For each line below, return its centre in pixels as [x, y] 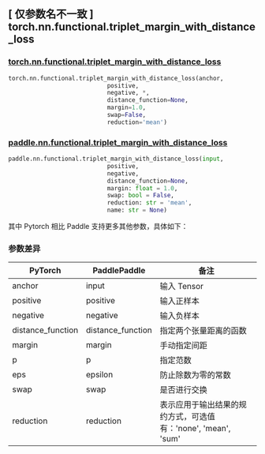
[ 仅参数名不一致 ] [51, 14]
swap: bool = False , [141, 196]
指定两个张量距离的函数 [203, 331]
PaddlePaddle [119, 271]
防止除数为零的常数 [195, 375]
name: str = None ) [137, 210]
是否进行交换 [183, 390]
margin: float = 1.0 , [142, 188]
